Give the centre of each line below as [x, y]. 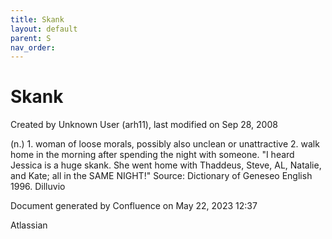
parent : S [31, 38]
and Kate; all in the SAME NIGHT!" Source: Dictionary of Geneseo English [161, 176]
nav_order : [33, 47]
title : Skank [37, 19]
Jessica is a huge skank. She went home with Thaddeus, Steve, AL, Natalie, [166, 165]
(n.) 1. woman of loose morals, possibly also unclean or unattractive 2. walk [165, 144]
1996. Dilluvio [38, 187]
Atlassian [29, 225]
